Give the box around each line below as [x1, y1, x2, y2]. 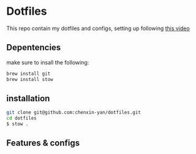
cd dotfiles [6, 115, 37, 121]
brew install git [6, 71, 51, 77]
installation [6, 93, 50, 104]
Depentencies [6, 42, 61, 53]
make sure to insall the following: [6, 58, 89, 66]
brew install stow [6, 76, 53, 82]
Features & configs [6, 138, 80, 148]
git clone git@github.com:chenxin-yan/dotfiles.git [6, 109, 141, 116]
